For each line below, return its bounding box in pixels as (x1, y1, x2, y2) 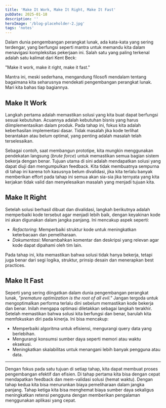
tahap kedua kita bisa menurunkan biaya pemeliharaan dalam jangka (5, 381, 145, 387)
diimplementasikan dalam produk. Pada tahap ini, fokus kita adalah (5, 122, 141, 128)
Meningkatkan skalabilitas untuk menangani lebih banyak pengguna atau (12, 346, 161, 352)
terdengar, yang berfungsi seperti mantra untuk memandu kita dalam (5, 44, 146, 50)
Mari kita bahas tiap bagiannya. (5, 84, 69, 90)
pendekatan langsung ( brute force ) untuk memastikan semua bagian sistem (5, 152, 159, 158)
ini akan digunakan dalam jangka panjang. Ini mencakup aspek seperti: (5, 217, 149, 223)
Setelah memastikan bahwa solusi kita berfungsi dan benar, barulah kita (5, 310, 152, 316)
